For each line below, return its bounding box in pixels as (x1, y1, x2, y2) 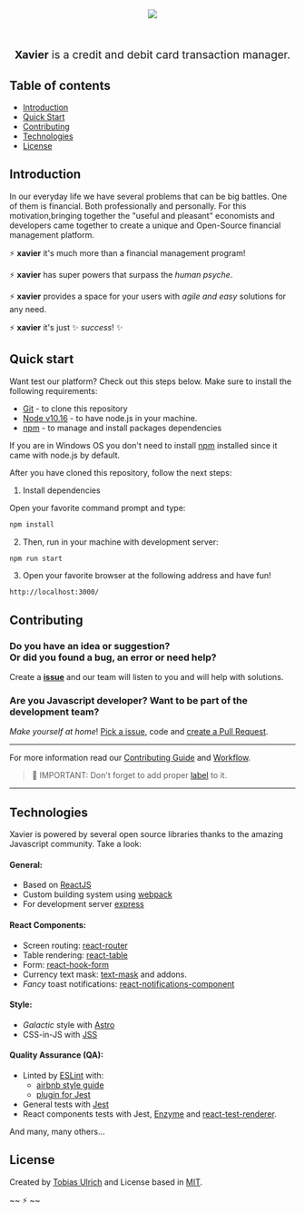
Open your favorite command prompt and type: (9, 502, 186, 513)
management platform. (9, 229, 95, 240)
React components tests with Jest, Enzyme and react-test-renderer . (22, 1108, 277, 1119)
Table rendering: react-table (22, 949, 129, 961)
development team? (9, 705, 100, 718)
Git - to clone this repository (22, 403, 129, 414)
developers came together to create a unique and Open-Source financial (9, 220, 281, 231)
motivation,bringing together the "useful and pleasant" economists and (9, 210, 275, 221)
